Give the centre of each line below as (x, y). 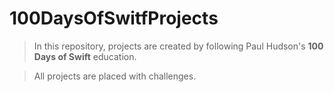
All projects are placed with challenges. (115, 76)
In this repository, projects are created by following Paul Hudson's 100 (178, 46)
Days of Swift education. (85, 56)
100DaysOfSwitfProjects (114, 18)
